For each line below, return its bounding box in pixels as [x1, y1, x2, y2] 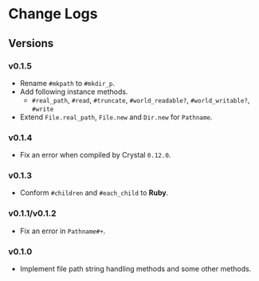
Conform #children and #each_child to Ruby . [19, 188, 169, 197]
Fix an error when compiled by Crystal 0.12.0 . [19, 150, 171, 160]
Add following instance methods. [19, 87, 128, 96]
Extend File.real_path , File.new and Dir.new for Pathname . [19, 112, 213, 122]
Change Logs [8, 5, 98, 23]
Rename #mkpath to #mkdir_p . [19, 78, 116, 88]
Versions [8, 37, 54, 50]
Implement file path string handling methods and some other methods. [19, 264, 252, 274]
